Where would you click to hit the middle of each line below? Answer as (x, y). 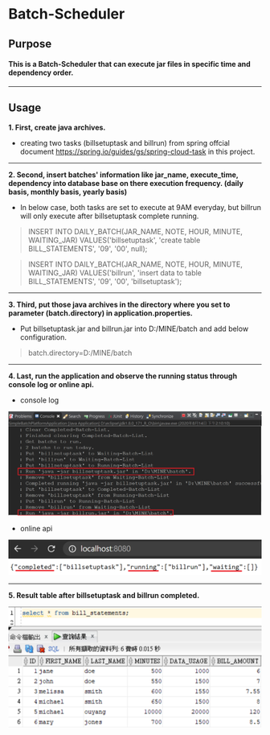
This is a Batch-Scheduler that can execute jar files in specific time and (129, 64)
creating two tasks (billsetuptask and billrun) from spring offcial (125, 142)
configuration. (43, 337)
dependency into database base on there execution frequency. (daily (126, 183)
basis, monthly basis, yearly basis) (68, 192)
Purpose (30, 44)
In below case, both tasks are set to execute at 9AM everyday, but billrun (141, 207)
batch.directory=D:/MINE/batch (80, 353)
